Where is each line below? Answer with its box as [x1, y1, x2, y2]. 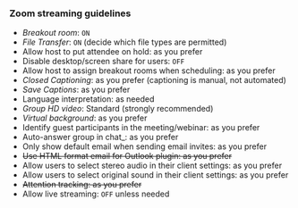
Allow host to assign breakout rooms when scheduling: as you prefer [21, 65, 276, 76]
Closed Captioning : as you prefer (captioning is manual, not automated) [21, 75, 286, 86]
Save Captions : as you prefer [21, 84, 131, 96]
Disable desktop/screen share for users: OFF [21, 56, 185, 67]
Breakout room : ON [21, 28, 90, 38]
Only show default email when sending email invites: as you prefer [21, 141, 267, 152]
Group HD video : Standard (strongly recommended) [21, 104, 214, 114]
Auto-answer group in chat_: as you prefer [21, 132, 179, 143]
